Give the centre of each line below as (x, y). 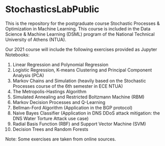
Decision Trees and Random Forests (51, 129)
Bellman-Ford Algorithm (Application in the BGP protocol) (73, 107)
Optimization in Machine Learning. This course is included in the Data (78, 28)
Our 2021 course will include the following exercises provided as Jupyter (81, 49)
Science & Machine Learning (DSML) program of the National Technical (80, 34)
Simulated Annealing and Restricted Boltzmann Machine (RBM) (78, 97)
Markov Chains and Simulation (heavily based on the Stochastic (79, 81)
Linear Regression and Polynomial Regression (60, 64)
